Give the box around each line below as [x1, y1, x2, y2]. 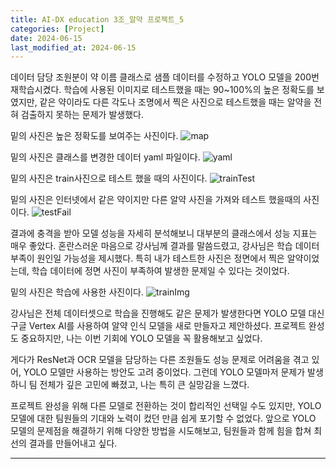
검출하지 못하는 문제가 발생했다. [20, 109, 144, 121]
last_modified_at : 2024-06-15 [10, 42, 137, 53]
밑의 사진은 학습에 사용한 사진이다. [10, 286, 144, 298]
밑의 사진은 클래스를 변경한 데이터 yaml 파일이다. [10, 151, 201, 163]
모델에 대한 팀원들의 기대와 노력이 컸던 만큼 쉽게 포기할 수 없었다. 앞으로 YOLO [10, 412, 317, 425]
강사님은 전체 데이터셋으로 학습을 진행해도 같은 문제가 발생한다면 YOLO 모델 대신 [10, 307, 325, 320]
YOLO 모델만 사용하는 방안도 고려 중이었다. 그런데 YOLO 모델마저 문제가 [23, 366, 306, 378]
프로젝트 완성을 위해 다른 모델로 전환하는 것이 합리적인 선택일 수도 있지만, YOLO [10, 400, 322, 412]
